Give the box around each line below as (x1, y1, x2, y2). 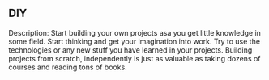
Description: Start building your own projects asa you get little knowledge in (8, 27, 262, 37)
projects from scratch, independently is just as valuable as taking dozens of (8, 53, 261, 63)
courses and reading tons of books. (8, 62, 127, 72)
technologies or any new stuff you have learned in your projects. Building (8, 44, 253, 55)
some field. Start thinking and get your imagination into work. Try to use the (8, 36, 261, 46)
